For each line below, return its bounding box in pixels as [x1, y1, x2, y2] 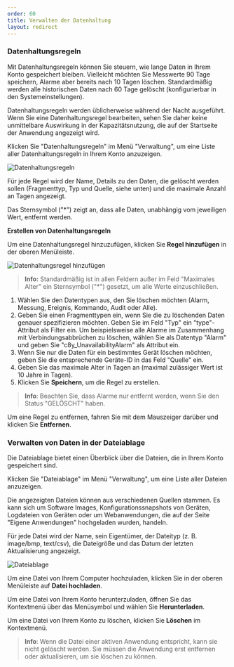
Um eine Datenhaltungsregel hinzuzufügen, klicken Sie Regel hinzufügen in [7, 240, 227, 248]
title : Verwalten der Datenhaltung [7, 17, 111, 24]
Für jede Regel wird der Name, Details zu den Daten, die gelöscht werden [7, 176, 219, 185]
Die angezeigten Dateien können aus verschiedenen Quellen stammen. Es [7, 496, 221, 504]
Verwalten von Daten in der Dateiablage [7, 437, 146, 447]
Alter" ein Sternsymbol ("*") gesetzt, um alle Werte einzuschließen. [24, 282, 219, 290]
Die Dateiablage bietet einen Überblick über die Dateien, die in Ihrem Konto [7, 453, 224, 462]
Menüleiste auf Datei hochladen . [7, 581, 103, 590]
